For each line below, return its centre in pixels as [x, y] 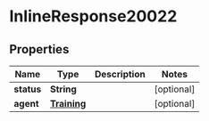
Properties [39, 49]
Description [120, 74]
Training [68, 104]
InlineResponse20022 [93, 16]
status [28, 89]
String [63, 89]
